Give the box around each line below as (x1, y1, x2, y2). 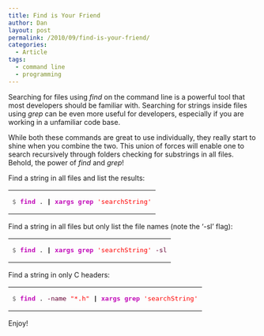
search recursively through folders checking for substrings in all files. (8, 149, 235, 159)
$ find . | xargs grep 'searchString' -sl (12, 246, 168, 254)
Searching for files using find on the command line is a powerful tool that (8, 92, 245, 101)
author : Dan (8, 19, 47, 27)
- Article (15, 48, 47, 56)
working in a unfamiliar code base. (8, 117, 121, 126)
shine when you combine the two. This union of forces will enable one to (8, 141, 245, 150)
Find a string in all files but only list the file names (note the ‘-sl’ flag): (8, 221, 233, 231)
